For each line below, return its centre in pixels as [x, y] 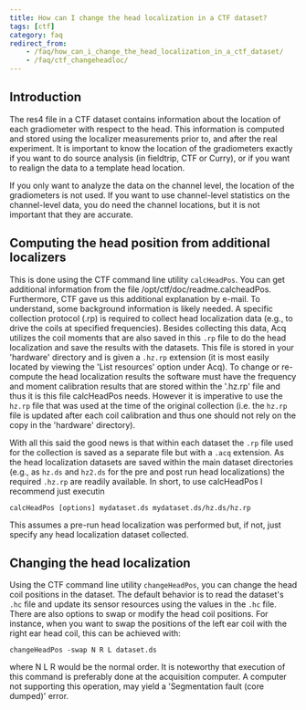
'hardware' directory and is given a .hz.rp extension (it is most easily [139, 357]
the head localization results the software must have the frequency [171, 376]
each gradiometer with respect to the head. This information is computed [147, 129]
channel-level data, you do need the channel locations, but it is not [135, 204]
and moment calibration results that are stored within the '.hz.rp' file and [145, 386]
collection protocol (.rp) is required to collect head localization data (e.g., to [152, 318]
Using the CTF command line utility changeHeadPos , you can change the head [153, 585]
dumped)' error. [39, 696]
